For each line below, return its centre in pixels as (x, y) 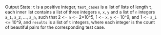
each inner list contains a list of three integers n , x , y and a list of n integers (80, 12)
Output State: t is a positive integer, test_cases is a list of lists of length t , (79, 7)
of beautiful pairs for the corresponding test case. (55, 27)
